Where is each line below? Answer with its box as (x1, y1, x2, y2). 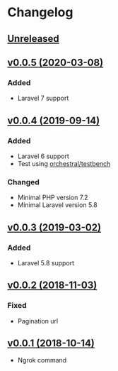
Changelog (7, 4, 73, 21)
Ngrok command (17, 356, 67, 365)
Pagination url (17, 316, 59, 325)
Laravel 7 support (17, 94, 69, 103)
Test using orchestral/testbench (17, 159, 111, 167)
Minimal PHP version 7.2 (17, 193, 88, 202)
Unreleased (7, 33, 60, 45)
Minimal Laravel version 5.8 (17, 201, 98, 209)
